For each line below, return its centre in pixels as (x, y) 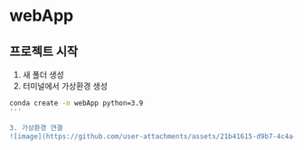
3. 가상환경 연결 (36, 127)
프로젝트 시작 (44, 51)
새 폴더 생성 (43, 75)
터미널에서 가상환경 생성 (65, 86)
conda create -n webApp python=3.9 (76, 103)
